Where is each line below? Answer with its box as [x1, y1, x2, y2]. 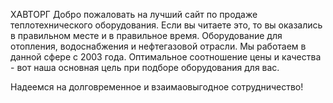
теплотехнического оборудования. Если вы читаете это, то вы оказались [10, 19, 323, 31]
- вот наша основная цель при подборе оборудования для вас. [10, 62, 280, 73]
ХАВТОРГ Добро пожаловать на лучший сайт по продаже [10, 9, 258, 20]
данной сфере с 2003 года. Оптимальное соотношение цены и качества [10, 51, 322, 63]
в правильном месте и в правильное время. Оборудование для [10, 30, 283, 41]
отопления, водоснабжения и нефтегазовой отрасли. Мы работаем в [10, 40, 307, 52]
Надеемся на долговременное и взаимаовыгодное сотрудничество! [10, 81, 304, 93]
